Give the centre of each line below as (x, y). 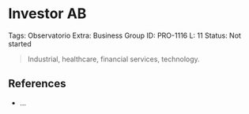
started (20, 43)
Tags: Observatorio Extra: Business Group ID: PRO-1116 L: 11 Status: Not (124, 35)
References (37, 84)
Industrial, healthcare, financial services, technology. (113, 59)
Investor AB (47, 14)
